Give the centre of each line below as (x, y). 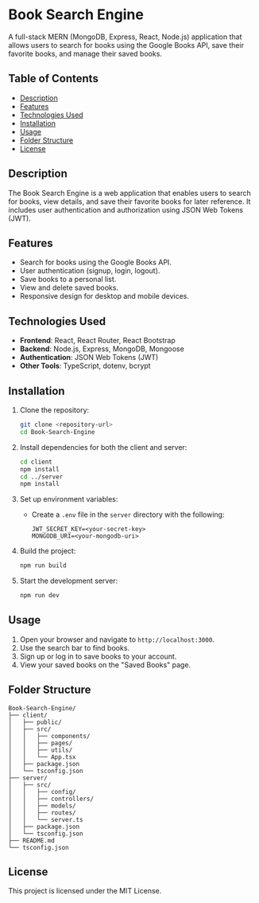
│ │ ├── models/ (43, 806)
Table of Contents (54, 78)
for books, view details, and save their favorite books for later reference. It (129, 201)
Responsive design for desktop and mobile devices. (104, 296)
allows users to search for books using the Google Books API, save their (126, 45)
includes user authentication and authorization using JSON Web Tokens (126, 209)
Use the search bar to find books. (74, 647)
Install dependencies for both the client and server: (103, 447)
